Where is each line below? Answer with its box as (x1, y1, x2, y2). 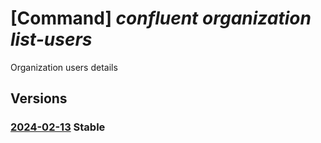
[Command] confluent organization (10, 7, 312, 30)
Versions (10, 90, 68, 107)
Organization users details (10, 61, 118, 73)
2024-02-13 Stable (10, 120, 106, 134)
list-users (10, 28, 93, 51)
